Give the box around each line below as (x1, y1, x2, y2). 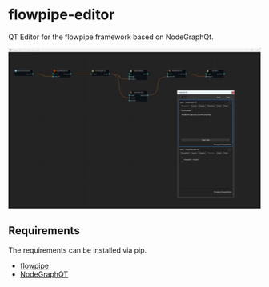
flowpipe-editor (8, 6, 115, 24)
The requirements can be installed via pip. (8, 245, 147, 255)
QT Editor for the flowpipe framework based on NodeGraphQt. (8, 32, 214, 42)
